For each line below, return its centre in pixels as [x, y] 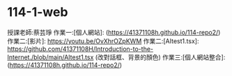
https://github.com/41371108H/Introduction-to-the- [80, 49]
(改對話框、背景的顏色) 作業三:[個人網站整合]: [160, 57]
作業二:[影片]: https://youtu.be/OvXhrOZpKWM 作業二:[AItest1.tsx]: [103, 41]
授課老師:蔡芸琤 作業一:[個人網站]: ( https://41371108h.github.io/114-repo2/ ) [114, 32]
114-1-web [38, 12]
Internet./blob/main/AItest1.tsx [51, 57]
